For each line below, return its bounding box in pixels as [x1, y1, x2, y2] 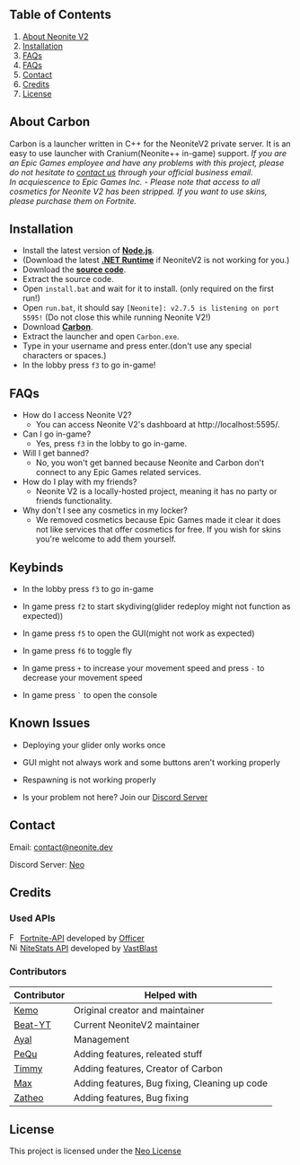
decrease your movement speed [22, 673, 143, 684]
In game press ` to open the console [22, 690, 158, 701]
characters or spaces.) [22, 350, 107, 361]
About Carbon [9, 114, 91, 129]
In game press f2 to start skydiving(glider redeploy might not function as [22, 601, 291, 612]
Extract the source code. [22, 274, 114, 285]
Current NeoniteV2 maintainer [73, 1019, 200, 1031]
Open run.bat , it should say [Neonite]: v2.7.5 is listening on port [22, 303, 280, 313]
